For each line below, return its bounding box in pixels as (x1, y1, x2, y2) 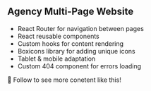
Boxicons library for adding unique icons (17, 47, 135, 55)
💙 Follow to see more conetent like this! (7, 75, 121, 84)
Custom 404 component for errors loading (17, 61, 142, 70)
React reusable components (17, 32, 100, 40)
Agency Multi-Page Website (7, 6, 134, 18)
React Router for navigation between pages (17, 24, 145, 32)
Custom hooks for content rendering (17, 39, 124, 48)
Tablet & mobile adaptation (17, 54, 96, 63)
